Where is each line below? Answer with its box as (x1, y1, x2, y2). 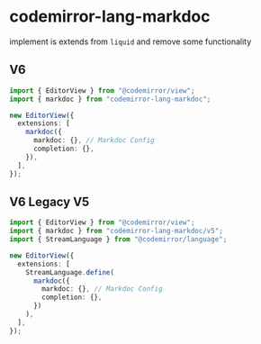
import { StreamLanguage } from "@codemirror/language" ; (9, 235, 228, 244)
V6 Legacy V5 (9, 194, 90, 209)
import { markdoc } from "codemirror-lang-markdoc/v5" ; (9, 227, 223, 236)
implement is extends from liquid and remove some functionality (9, 36, 252, 47)
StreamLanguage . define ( (25, 267, 115, 276)
